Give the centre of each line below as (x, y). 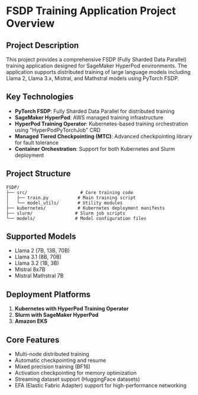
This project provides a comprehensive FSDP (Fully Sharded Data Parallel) (96, 59)
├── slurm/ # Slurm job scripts (66, 213)
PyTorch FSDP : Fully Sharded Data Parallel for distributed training (95, 111)
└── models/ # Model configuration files (76, 218)
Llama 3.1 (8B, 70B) (38, 257)
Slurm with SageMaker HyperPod (56, 315)
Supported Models (41, 237)
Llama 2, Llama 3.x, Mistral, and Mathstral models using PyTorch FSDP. (92, 78)
